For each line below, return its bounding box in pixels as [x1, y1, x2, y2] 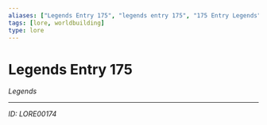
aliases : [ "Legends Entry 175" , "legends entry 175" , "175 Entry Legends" [8, 11, 261, 20]
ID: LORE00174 [8, 109, 57, 119]
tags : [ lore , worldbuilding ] [8, 19, 105, 27]
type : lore [8, 26, 44, 34]
